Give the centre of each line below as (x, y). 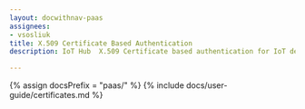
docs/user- (207, 85)
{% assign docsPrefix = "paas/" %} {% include (97, 85)
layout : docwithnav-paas (56, 18)
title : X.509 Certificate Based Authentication (101, 43)
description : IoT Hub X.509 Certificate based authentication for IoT (148, 52)
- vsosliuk (30, 35)
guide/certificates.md (50, 95)
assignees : (30, 26)
